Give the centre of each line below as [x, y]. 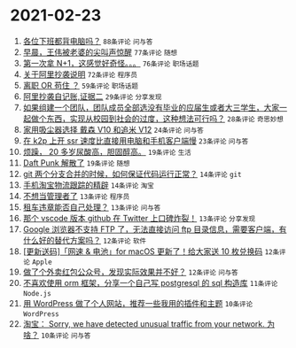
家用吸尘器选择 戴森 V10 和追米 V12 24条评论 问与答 [113, 129]
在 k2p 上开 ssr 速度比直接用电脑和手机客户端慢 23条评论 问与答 [136, 140]
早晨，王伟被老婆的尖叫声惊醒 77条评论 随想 [100, 52]
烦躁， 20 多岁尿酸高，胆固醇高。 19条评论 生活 [107, 151]
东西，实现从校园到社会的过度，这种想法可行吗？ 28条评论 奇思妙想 [165, 118]
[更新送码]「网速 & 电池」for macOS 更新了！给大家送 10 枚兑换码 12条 [151, 251]
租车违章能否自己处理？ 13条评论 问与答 [92, 207]
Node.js [37, 293]
